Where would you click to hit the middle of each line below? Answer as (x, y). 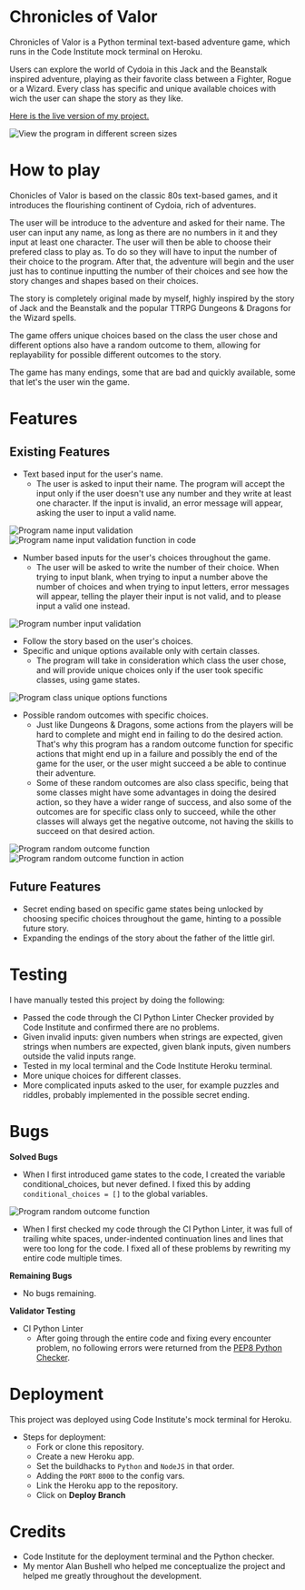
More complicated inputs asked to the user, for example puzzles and (151, 1085)
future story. (46, 928)
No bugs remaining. (59, 1293)
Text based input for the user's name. (93, 474)
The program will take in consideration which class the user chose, (161, 660)
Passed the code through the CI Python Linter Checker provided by (148, 1017)
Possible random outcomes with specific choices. (115, 715)
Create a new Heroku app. (85, 1456)
